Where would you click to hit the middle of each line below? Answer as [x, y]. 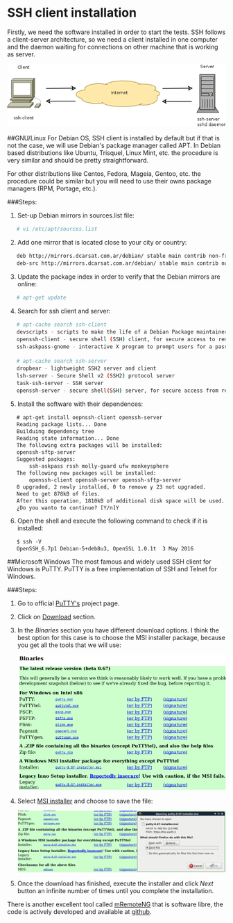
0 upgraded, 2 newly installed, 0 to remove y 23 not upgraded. [111, 487]
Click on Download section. [56, 616]
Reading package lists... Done [62, 424]
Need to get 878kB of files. [58, 494]
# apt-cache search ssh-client [62, 325]
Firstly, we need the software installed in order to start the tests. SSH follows [116, 32]
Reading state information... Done [68, 438]
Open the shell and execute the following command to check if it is [112, 521]
